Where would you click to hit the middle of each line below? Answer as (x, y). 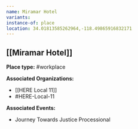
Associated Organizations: (40, 79)
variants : (19, 17)
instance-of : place (30, 23)
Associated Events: (31, 108)
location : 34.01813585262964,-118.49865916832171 (69, 28)
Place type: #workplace (36, 67)
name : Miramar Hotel (32, 12)
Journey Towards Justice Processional (62, 119)
